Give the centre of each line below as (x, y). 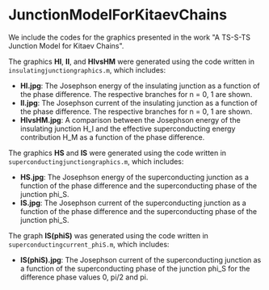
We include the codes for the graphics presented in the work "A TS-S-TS (130, 37)
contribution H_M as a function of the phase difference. (112, 137)
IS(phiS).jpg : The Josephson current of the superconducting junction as (141, 259)
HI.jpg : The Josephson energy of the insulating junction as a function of (140, 86)
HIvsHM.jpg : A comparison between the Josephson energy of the (130, 120)
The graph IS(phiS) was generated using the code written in (108, 235)
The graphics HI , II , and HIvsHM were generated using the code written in (131, 61)
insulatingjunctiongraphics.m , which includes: (87, 69)
